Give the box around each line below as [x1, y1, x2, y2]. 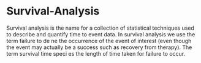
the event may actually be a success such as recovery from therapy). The [6, 44, 192, 51]
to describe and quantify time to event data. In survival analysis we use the [6, 30, 195, 38]
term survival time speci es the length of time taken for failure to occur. [6, 50, 186, 57]
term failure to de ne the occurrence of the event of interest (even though [6, 37, 192, 44]
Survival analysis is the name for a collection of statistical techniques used [6, 24, 195, 31]
